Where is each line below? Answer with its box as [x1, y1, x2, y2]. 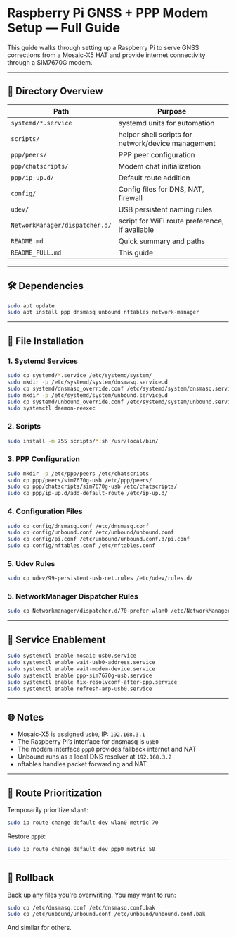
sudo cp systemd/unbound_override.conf [7, 398, 124, 405]
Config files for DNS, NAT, [118, 184, 204, 194]
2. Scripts [7, 422, 41, 431]
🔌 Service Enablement [7, 633, 106, 646]
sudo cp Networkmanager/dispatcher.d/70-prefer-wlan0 [7, 608, 169, 615]
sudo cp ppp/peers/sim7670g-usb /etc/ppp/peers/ [7, 477, 152, 484]
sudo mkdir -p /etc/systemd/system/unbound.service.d [7, 391, 169, 399]
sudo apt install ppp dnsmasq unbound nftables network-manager [7, 309, 199, 316]
